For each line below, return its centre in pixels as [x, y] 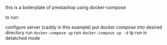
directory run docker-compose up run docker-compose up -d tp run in [76, 32]
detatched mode [23, 38]
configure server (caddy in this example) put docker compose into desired [84, 27]
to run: [12, 17]
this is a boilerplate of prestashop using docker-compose [66, 7]
